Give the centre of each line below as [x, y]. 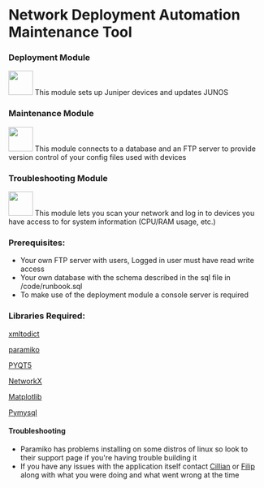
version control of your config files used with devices [97, 157]
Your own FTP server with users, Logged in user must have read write [137, 261]
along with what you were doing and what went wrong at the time [130, 475]
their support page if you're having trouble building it [108, 457]
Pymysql [23, 412]
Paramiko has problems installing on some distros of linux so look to [134, 449]
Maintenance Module [51, 114]
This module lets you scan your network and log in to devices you [145, 214]
